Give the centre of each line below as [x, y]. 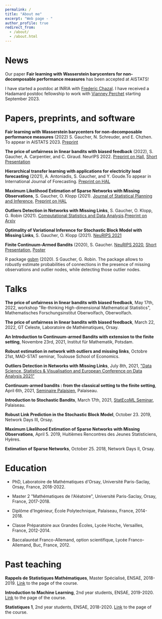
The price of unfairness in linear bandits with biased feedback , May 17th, [79, 302]
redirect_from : [20, 28]
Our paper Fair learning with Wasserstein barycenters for [64, 74]
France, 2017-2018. [31, 501]
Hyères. [13, 439]
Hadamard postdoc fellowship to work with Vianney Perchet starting [73, 93]
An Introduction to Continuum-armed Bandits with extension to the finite [79, 337]
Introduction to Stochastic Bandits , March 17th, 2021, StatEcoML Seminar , [80, 400]
